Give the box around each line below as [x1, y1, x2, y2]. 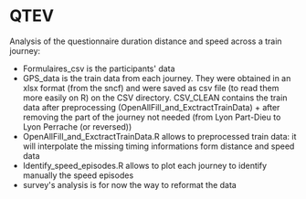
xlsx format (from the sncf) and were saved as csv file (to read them [22, 82, 280, 93]
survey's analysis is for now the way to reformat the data [22, 179, 237, 190]
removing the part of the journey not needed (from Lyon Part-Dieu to [22, 111, 281, 122]
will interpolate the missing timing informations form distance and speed [22, 141, 295, 152]
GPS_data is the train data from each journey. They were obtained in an [22, 72, 291, 83]
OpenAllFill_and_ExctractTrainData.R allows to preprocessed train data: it [22, 131, 297, 141]
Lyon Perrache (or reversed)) [22, 120, 132, 132]
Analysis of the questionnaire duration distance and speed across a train [9, 36, 282, 47]
